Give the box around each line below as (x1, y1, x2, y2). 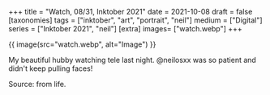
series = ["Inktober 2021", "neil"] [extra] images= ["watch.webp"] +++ (8, 24, 243, 33)
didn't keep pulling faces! (8, 64, 93, 73)
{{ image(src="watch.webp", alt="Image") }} (8, 39, 156, 49)
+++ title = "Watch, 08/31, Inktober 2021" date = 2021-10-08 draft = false (8, 7, 253, 16)
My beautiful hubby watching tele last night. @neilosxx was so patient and (8, 56, 257, 64)
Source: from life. (8, 80, 66, 89)
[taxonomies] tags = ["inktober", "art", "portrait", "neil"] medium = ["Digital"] (8, 15, 263, 25)
